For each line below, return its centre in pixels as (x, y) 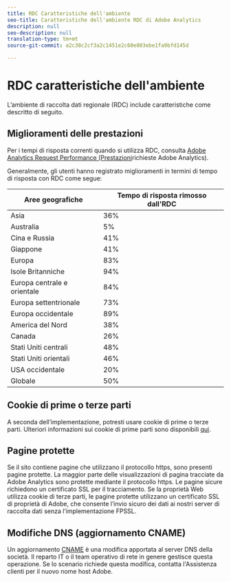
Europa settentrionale (45, 302)
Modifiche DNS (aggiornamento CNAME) (97, 533)
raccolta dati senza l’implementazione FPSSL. (72, 511)
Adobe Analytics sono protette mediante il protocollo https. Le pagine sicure (115, 482)
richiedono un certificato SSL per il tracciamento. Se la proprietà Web (106, 489)
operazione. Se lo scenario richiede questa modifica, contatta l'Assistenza (112, 564)
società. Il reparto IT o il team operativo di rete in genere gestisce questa (110, 557)
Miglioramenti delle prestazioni (75, 134)
